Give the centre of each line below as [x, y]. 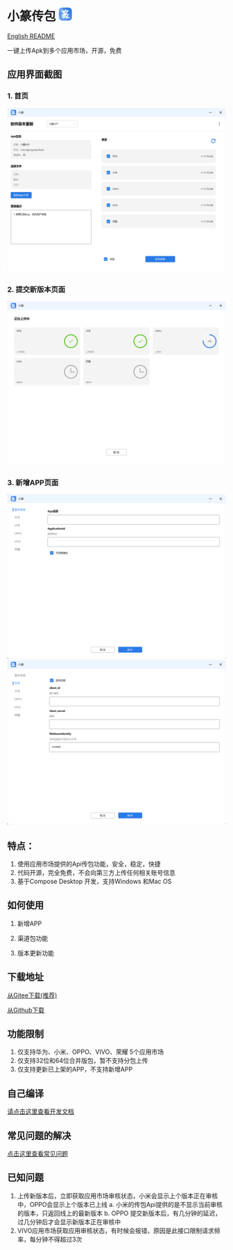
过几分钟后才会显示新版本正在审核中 [69, 1221]
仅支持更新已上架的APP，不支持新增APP [75, 1069]
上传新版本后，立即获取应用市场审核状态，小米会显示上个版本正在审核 [118, 1196]
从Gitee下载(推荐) [32, 995]
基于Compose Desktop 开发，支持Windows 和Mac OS [94, 881]
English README [31, 36]
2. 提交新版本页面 [36, 290]
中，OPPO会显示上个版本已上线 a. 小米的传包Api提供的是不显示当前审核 [120, 1204]
